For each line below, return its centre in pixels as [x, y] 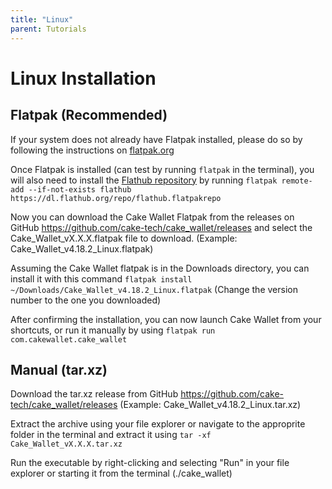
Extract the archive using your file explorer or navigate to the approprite [158, 424]
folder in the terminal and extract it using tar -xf [111, 435]
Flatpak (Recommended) [89, 115]
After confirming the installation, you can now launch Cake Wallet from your [166, 319]
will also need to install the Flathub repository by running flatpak [144, 180]
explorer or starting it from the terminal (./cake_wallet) [121, 473]
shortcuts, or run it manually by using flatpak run [113, 330]
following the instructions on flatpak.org [92, 150]
